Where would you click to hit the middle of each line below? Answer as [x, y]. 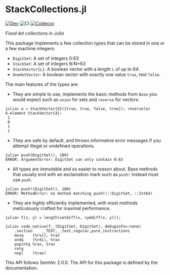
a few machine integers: [30, 48]
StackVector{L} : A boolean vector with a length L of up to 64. [76, 69]
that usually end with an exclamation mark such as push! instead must [86, 174]
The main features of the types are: [42, 84]
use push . [22, 180]
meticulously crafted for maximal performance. [61, 208]
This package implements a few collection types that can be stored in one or [85, 43]
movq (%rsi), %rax [37, 235]
